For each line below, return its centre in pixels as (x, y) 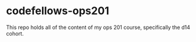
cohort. (15, 33)
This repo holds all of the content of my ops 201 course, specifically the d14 (98, 27)
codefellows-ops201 (58, 11)
